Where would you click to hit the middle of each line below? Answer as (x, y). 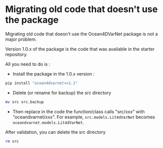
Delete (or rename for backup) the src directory (62, 93)
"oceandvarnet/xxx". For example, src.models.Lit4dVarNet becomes (84, 117)
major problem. (21, 39)
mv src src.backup (24, 102)
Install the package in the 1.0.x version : (53, 73)
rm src (12, 141)
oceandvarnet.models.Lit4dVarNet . (48, 122)
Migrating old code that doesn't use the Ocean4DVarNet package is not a (82, 34)
